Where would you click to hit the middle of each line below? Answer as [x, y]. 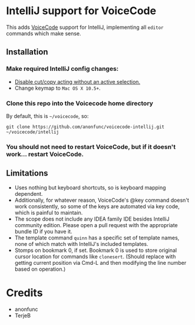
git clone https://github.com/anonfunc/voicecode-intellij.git [85, 127]
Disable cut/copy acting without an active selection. [77, 81]
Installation [27, 52]
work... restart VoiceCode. [45, 154]
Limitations [27, 173]
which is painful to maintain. [49, 212]
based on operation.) [40, 269]
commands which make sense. [44, 33]
